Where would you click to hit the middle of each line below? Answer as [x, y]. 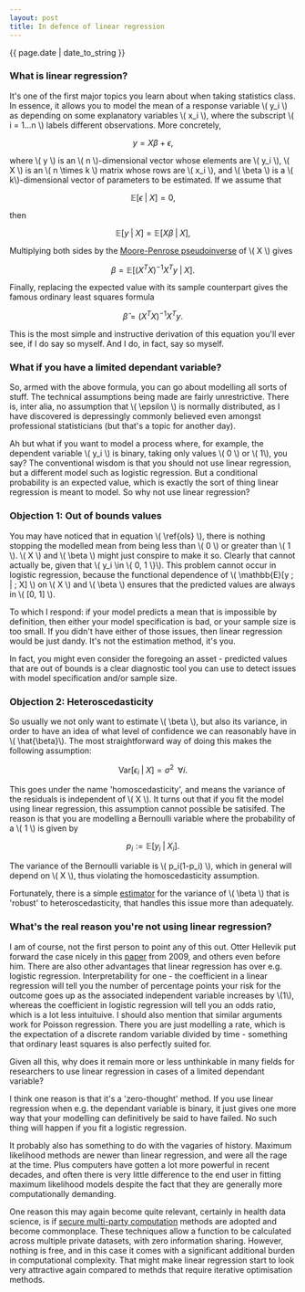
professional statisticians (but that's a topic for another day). [123, 426]
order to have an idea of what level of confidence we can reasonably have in [153, 731]
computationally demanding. [63, 1193]
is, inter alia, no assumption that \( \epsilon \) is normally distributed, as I [145, 406]
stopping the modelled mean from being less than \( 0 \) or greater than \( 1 [150, 545]
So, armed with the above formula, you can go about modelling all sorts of [148, 387]
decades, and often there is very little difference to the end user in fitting [146, 1174]
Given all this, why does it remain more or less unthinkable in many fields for [152, 1061]
